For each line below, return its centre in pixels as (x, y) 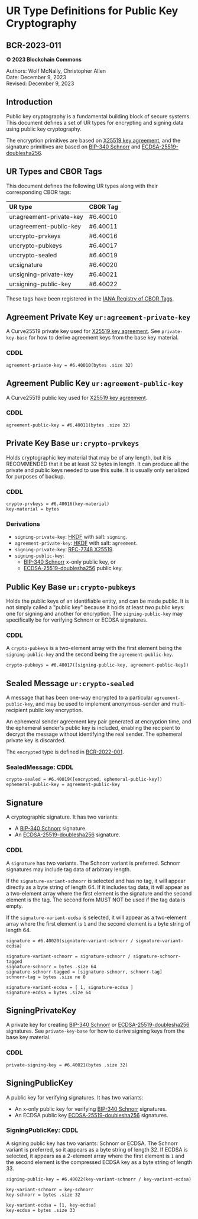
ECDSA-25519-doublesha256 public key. (73, 568)
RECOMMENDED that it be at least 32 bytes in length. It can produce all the (98, 464)
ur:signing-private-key (41, 274)
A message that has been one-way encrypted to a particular (79, 698)
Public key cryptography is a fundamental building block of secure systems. (98, 116)
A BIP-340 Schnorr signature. (51, 829)
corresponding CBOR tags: (39, 192)
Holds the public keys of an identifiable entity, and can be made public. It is (98, 601)
